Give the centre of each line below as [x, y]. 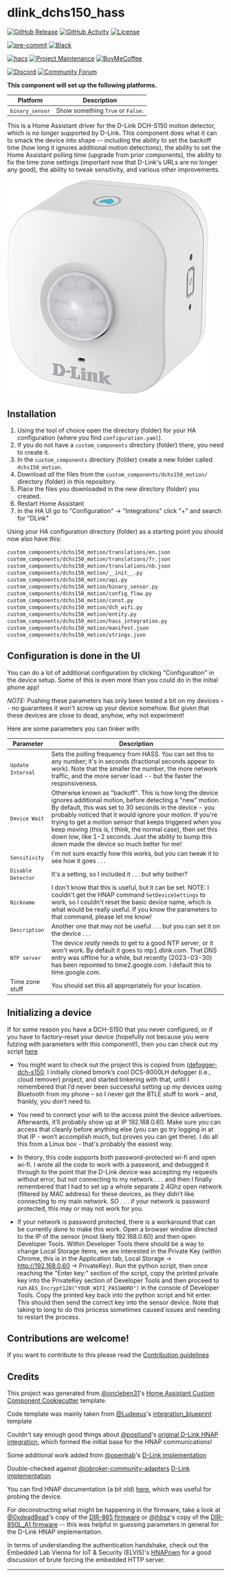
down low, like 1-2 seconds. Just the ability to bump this [132, 836]
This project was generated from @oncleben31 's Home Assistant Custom [111, 1393]
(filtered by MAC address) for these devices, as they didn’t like [106, 1193]
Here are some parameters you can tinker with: [74, 729]
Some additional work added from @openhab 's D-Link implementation [107, 1455]
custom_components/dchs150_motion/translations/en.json [89, 552]
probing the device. [35, 1496]
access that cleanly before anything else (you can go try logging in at [115, 1129]
